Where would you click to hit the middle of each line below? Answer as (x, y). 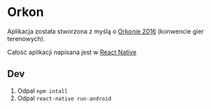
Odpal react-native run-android (64, 98)
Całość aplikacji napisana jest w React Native (72, 52)
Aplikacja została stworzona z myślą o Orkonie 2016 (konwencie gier (105, 31)
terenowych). (26, 38)
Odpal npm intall (42, 90)
